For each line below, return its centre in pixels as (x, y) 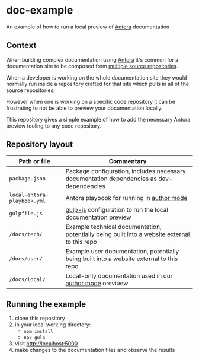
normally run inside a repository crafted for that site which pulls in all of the (98, 84)
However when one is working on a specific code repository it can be (91, 101)
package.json (28, 178)
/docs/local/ (28, 279)
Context (21, 45)
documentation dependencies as (111, 179)
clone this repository (40, 319)
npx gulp (34, 338)
